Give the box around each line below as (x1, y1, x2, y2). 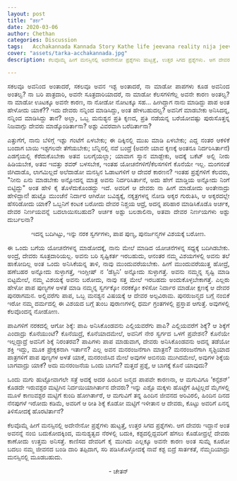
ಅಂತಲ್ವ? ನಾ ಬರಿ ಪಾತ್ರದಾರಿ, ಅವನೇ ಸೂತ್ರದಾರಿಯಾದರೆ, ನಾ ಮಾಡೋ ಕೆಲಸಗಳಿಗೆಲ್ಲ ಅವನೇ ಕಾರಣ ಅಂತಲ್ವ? (7, 90, 230, 98)
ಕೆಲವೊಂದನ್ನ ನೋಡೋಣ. (7, 307, 60, 315)
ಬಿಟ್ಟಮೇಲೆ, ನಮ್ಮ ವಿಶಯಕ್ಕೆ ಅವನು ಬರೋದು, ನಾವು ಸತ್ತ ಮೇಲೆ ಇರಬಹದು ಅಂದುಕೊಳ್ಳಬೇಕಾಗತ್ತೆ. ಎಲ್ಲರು (7, 275, 230, 283)
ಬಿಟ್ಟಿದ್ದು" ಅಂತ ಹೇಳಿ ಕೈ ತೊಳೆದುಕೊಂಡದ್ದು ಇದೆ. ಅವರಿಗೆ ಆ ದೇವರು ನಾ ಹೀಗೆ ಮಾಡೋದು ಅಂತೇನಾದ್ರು (7, 183, 230, 191)
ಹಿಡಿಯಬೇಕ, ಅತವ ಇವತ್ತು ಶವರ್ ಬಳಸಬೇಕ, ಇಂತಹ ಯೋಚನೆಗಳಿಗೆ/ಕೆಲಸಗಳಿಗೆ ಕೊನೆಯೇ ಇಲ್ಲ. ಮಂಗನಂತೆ (7, 160, 230, 168)
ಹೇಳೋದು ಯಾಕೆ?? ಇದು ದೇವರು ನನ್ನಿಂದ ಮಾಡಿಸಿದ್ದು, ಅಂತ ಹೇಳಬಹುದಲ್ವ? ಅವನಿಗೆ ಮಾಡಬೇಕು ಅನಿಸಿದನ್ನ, (7, 105, 230, 114)
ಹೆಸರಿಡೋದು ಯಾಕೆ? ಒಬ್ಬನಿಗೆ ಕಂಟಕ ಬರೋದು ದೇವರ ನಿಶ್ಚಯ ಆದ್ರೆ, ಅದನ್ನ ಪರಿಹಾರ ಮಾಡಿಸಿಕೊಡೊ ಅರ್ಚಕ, (7, 199, 230, 208)
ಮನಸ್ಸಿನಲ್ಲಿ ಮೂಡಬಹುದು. (7, 453, 63, 461)
